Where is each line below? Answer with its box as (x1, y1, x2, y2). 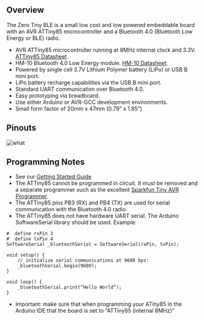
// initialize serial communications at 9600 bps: (17, 257, 149, 263)
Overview (6, 5, 45, 15)
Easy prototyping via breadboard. (15, 92, 100, 99)
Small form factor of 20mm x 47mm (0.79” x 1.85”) (15, 104, 143, 112)
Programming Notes (6, 157, 85, 168)
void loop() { (6, 279, 43, 285)
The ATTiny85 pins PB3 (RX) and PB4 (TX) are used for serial (15, 199, 170, 206)
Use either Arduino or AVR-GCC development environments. (15, 98, 168, 106)
